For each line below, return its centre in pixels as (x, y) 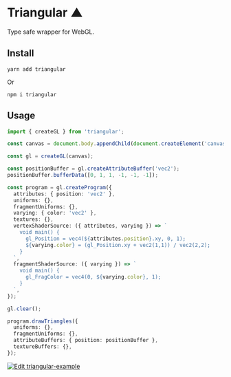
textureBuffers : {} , (43, 347)
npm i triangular (32, 94)
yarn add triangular (37, 69)
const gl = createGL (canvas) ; (51, 156)
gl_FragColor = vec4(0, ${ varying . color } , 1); (93, 277)
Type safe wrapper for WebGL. (51, 32)
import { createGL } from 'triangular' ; (66, 131)
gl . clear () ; (24, 309)
